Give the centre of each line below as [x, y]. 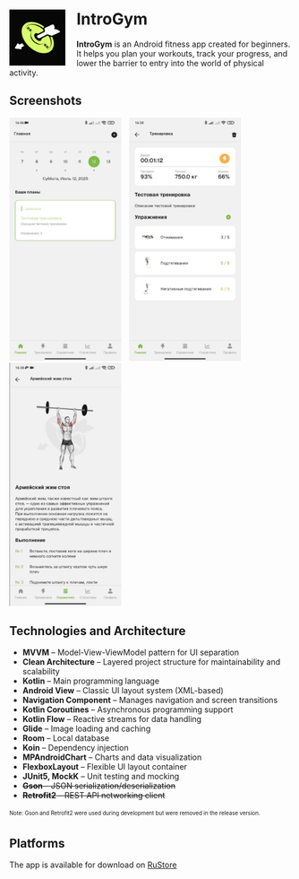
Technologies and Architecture [98, 631]
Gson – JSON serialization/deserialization [99, 786]
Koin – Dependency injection [75, 748]
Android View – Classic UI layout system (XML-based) [123, 691]
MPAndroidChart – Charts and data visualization [112, 757]
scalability [41, 672]
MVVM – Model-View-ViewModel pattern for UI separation [131, 653]
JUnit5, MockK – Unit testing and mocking [101, 777]
